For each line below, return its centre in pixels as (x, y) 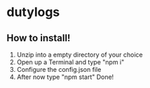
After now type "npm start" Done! (65, 77)
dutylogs (33, 12)
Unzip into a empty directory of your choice (80, 54)
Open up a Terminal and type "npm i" (70, 62)
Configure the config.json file (59, 69)
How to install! (39, 38)
